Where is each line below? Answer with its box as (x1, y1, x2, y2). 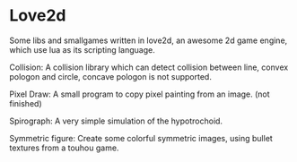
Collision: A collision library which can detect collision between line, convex (9, 62, 289, 72)
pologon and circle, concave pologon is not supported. (9, 71, 213, 81)
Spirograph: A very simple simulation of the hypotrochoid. (9, 115, 223, 126)
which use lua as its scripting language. (9, 44, 155, 55)
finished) (9, 98, 42, 108)
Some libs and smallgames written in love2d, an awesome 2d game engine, (9, 35, 288, 46)
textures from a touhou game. (9, 142, 119, 153)
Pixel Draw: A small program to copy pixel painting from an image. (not (9, 89, 271, 99)
